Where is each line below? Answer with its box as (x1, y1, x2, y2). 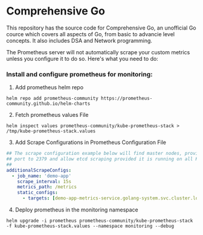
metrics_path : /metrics (17, 184, 77, 190)
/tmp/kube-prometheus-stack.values (6, 128, 96, 134)
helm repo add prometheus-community (6, 95, 98, 102)
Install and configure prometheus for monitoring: (6, 70, 153, 78)
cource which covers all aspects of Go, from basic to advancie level (6, 30, 175, 37)
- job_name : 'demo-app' (11, 173, 71, 179)
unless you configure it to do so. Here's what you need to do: (6, 55, 158, 62)
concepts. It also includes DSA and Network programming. (6, 37, 153, 44)
